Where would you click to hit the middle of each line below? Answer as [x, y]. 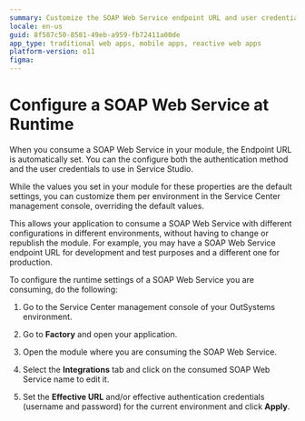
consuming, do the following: [64, 289]
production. [31, 262]
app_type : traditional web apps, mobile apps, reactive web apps [135, 43]
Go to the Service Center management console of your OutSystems [148, 306]
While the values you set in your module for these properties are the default [151, 186]
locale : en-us [36, 26]
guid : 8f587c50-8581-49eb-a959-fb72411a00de [95, 35]
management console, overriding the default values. [107, 205]
